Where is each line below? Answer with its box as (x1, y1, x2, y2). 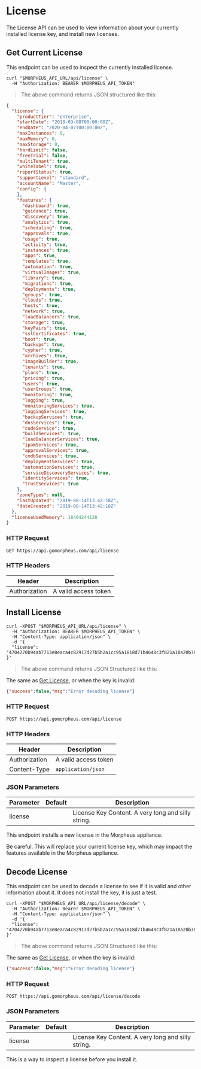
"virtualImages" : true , (22, 269, 82, 275)
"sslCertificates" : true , (22, 330, 87, 336)
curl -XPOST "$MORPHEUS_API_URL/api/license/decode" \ (6, 901, 146, 907)
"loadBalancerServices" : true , (22, 436, 100, 442)
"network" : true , (22, 308, 66, 315)
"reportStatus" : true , (17, 169, 74, 175)
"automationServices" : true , (22, 464, 95, 470)
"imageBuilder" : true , (22, 359, 79, 365)
